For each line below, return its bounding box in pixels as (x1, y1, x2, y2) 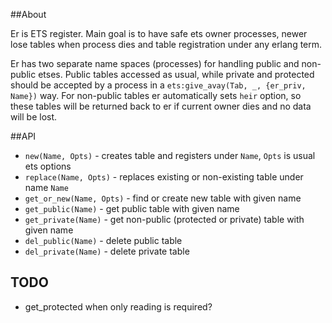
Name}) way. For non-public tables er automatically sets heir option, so (10, 90, 302, 101)
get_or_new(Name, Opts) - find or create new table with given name (24, 192, 302, 204)
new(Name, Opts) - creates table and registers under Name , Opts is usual (24, 150, 316, 161)
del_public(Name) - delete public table (24, 235, 183, 246)
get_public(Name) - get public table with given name (24, 203, 240, 214)
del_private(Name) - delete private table (24, 245, 190, 257)
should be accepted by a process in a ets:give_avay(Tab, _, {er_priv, (10, 79, 307, 91)
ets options (24, 160, 72, 172)
